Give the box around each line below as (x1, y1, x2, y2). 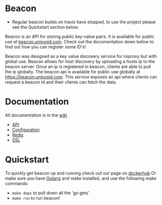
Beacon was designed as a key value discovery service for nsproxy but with (5, 53, 157, 59)
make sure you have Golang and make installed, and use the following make (5, 175, 157, 181)
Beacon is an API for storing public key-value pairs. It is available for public (5, 34, 155, 39)
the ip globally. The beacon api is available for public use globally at (5, 68, 141, 74)
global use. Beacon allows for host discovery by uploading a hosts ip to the (5, 58, 155, 64)
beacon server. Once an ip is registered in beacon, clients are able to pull (5, 64, 151, 69)
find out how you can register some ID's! (5, 44, 86, 50)
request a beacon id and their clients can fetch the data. (5, 79, 117, 85)
